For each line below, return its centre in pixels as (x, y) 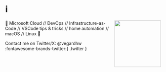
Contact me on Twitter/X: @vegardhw (43, 43)
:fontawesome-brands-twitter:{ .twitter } (46, 48)
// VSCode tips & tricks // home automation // (63, 28)
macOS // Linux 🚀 (23, 34)
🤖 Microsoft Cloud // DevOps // (37, 23)
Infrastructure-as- (87, 23)
